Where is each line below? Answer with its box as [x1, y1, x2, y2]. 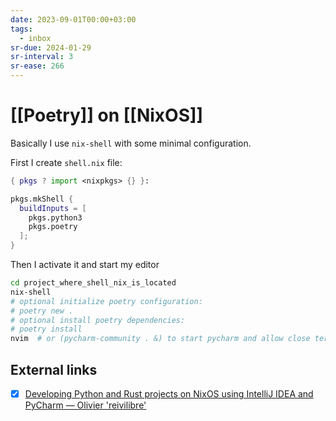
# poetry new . [10, 306, 74, 316]
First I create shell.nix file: [10, 156, 123, 168]
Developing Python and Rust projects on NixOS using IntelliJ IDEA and [24, 388, 314, 400]
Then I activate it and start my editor [10, 259, 160, 271]
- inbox [19, 33, 52, 43]
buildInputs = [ [19, 203, 87, 213]
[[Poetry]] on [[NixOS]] [10, 104, 204, 127]
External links [10, 361, 98, 378]
